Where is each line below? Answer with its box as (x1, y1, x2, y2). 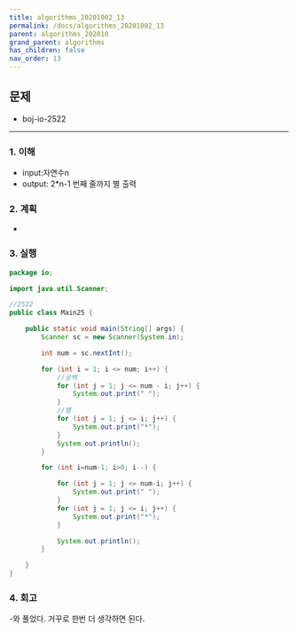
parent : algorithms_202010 (9, 29, 109, 38)
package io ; (9, 268, 53, 277)
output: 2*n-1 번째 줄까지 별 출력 (21, 178, 137, 189)
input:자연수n (21, 168, 69, 178)
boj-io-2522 (21, 113, 67, 124)
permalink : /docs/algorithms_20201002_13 (9, 21, 165, 30)
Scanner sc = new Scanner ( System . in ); (41, 333, 184, 342)
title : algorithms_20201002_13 (9, 12, 125, 22)
